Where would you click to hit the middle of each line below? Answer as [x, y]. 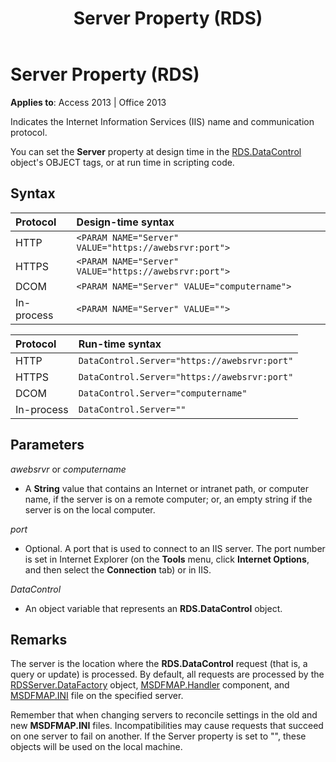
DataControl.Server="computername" [163, 393]
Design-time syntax [125, 222]
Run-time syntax [120, 344]
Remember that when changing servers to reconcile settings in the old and [164, 715]
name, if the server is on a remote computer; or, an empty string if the [168, 499]
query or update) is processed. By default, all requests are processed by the [167, 674]
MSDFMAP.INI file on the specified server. [97, 696]
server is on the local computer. [90, 509]
